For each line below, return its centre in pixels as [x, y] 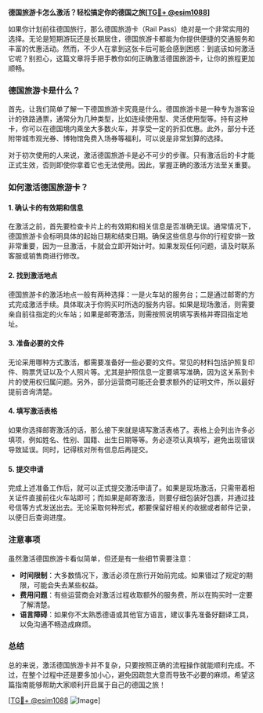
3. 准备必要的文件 [36, 343]
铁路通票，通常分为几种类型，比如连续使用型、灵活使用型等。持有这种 [135, 119]
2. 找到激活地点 [33, 276]
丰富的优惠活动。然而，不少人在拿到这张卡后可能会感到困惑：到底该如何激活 [131, 49]
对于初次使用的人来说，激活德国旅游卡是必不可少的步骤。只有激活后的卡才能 [131, 155]
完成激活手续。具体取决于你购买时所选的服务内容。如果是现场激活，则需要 [135, 304]
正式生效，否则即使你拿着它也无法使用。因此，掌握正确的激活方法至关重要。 [131, 165]
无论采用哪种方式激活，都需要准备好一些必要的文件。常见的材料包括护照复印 [131, 362]
